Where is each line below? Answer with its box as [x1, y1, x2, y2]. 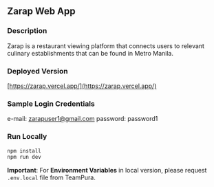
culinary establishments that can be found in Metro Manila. [7, 49, 174, 57]
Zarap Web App [7, 5, 76, 17]
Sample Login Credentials [7, 99, 95, 109]
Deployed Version [7, 66, 68, 76]
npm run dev [7, 154, 41, 161]
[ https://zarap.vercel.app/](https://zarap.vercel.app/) [7, 82, 157, 90]
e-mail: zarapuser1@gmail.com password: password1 [7, 115, 158, 123]
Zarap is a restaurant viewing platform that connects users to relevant [7, 41, 205, 50]
